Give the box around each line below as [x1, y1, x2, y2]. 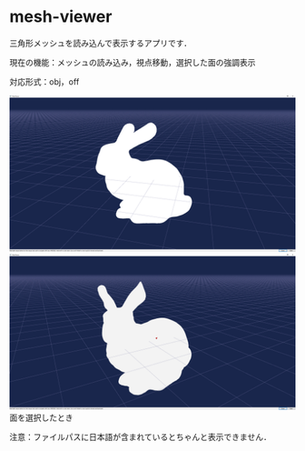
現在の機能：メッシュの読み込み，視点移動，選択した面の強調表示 [9, 56, 256, 67]
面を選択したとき [9, 412, 74, 424]
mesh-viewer [9, 6, 113, 27]
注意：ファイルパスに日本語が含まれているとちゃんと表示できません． [9, 432, 272, 443]
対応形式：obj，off [9, 75, 80, 87]
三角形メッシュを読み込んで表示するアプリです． [9, 37, 192, 48]
